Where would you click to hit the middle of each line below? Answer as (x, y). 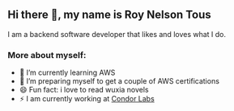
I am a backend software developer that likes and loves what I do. (117, 34)
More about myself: (47, 55)
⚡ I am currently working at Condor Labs (87, 99)
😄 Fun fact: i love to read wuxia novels (84, 90)
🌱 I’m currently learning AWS (67, 72)
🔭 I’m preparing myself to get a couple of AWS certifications (119, 81)
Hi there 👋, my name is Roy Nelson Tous (109, 15)
